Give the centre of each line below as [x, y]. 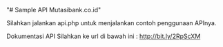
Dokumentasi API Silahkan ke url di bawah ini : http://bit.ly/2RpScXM [104, 36]
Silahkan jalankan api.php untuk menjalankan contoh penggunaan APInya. [111, 23]
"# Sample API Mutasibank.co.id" [54, 10]
